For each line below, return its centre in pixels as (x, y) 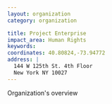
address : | (23, 60)
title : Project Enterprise (47, 33)
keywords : (22, 47)
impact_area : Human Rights (47, 40)
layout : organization (39, 14)
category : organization (42, 21)
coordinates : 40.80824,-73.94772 (56, 53)
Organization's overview (43, 93)
